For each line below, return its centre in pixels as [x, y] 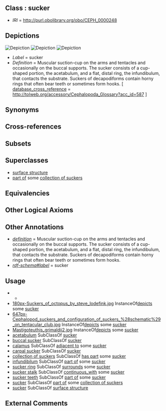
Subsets [18, 143]
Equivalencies [27, 193]
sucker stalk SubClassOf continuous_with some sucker [68, 372]
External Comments [36, 403]
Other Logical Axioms [39, 210]
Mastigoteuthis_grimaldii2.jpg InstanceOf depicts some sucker [75, 330]
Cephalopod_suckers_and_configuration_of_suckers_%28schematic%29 [86, 319]
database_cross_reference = [41, 89]
